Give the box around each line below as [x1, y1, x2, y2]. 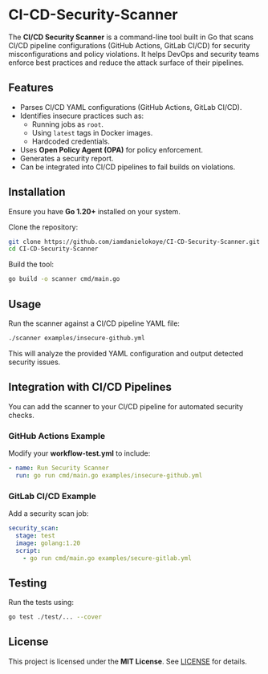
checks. [8, 410, 35, 420]
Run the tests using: [8, 598, 75, 607]
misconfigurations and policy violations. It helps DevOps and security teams [8, 49, 259, 59]
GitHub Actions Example [8, 430, 106, 441]
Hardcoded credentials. [31, 136, 110, 146]
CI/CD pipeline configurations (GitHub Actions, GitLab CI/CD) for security [8, 40, 250, 50]
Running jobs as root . [31, 119, 104, 129]
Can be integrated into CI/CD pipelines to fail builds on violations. [19, 162, 236, 172]
